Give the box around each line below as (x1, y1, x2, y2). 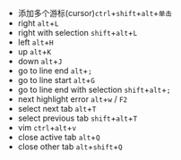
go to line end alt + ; (17, 65, 92, 76)
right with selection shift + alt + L (17, 28, 138, 38)
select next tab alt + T (17, 104, 97, 114)
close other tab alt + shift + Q (17, 141, 123, 152)
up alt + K (17, 46, 52, 56)
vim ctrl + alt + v (17, 122, 77, 132)
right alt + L (17, 18, 59, 29)
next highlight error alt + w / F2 (17, 94, 128, 105)
